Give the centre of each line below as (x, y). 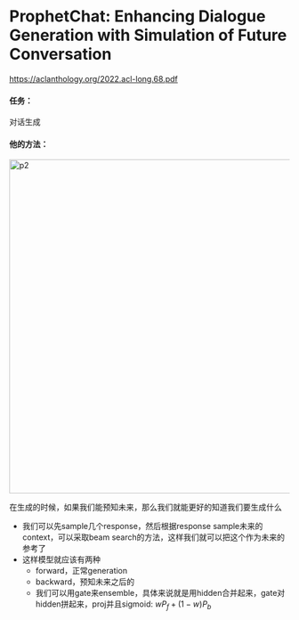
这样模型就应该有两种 (61, 559)
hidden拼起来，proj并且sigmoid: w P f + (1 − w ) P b (123, 605)
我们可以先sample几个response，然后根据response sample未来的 (142, 526)
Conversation (61, 54)
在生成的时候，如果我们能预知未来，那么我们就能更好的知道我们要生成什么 (145, 507)
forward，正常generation (81, 571)
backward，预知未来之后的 (85, 582)
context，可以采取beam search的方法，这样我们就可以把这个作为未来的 (154, 537)
